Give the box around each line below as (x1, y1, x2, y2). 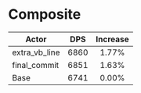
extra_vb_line (12, 47, 60, 58)
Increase (96, 34, 129, 45)
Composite (8, 5, 81, 23)
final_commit (12, 59, 60, 70)
